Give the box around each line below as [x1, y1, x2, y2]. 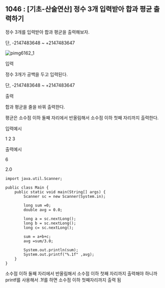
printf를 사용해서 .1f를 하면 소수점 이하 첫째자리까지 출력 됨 [5, 277, 121, 283]
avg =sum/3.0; [23, 239, 53, 244]
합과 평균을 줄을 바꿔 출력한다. [5, 103, 65, 110]
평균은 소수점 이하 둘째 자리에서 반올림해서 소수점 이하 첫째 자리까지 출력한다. [5, 114, 159, 121]
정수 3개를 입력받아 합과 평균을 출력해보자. [5, 29, 90, 35]
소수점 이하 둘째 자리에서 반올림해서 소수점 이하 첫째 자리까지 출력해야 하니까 [5, 270, 158, 276]
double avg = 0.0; [23, 207, 63, 213]
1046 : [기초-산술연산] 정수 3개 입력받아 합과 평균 [5, 5, 152, 14]
